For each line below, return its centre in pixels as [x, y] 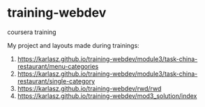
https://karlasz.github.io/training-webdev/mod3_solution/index [107, 96]
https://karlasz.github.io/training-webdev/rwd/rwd [89, 88]
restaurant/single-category [56, 81]
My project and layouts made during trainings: [73, 45]
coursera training [32, 32]
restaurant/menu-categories [58, 66]
